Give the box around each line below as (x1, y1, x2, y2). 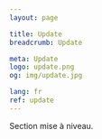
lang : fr (9, 88, 42, 97)
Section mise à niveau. (9, 120, 94, 131)
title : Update (9, 29, 63, 39)
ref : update (9, 96, 54, 105)
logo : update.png (9, 62, 75, 72)
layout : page (9, 13, 59, 23)
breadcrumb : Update (9, 38, 83, 47)
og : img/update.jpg (9, 71, 83, 80)
